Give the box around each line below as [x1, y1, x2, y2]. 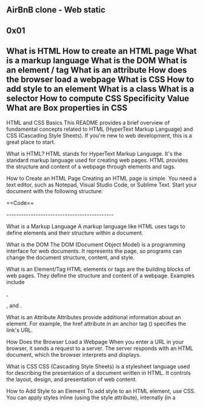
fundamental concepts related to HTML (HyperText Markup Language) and [6, 125, 193, 133]
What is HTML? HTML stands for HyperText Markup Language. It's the [6, 150, 182, 157]
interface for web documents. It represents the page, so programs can [6, 247, 182, 254]
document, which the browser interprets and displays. [6, 351, 141, 358]
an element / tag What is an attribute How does [6, 65, 187, 75]
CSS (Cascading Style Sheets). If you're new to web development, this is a [6, 131, 192, 139]
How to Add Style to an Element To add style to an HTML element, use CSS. [6, 387, 196, 394]
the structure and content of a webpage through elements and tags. [6, 163, 176, 170]
